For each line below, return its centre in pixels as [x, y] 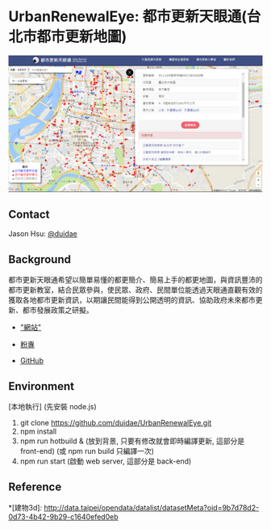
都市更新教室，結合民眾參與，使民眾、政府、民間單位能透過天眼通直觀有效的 [135, 290]
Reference [35, 487]
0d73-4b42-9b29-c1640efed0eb [63, 516]
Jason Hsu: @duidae [43, 234]
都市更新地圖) [82, 37]
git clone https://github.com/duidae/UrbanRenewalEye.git [116, 423]
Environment [42, 386]
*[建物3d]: [25, 507]
